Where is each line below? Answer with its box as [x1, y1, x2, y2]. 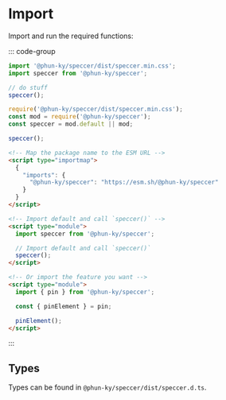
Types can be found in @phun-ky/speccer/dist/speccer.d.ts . [8, 383, 207, 392]
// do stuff [8, 83, 48, 91]
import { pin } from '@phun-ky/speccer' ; [15, 288, 155, 296]
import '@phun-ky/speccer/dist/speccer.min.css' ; [8, 61, 177, 70]
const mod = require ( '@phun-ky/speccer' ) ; [8, 113, 151, 121]
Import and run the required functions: [8, 31, 134, 41]
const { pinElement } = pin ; [15, 302, 112, 310]
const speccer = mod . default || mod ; [8, 120, 134, 128]
